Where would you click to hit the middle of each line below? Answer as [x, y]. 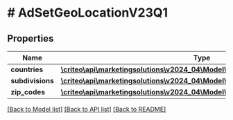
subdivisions [32, 81]
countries [27, 69]
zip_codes [28, 92]
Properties [31, 38]
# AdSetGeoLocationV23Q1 [88, 13]
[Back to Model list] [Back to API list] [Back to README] [87, 109]
